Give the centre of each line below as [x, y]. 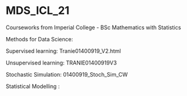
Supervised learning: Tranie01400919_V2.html [64, 51]
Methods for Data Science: [39, 39]
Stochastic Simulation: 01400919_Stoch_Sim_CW [67, 74]
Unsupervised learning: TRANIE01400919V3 [61, 63]
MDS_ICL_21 [38, 11]
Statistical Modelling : [33, 86]
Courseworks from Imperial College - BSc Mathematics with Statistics [94, 27]
